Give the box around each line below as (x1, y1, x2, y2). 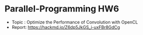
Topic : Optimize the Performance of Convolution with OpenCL (11, 19, 138, 25)
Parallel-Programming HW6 (4, 3, 119, 14)
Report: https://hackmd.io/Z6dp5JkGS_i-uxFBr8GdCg (11, 24, 120, 30)
